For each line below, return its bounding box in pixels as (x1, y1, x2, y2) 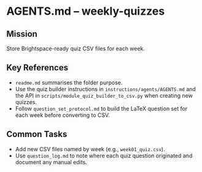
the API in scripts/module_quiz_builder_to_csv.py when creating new (15, 92, 193, 99)
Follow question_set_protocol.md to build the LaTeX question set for (15, 105, 188, 112)
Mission (6, 29, 38, 39)
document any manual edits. (15, 158, 87, 166)
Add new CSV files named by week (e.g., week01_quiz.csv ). (15, 145, 165, 152)
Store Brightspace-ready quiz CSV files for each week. (6, 45, 146, 52)
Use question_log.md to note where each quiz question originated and (15, 152, 193, 159)
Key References (6, 62, 69, 73)
